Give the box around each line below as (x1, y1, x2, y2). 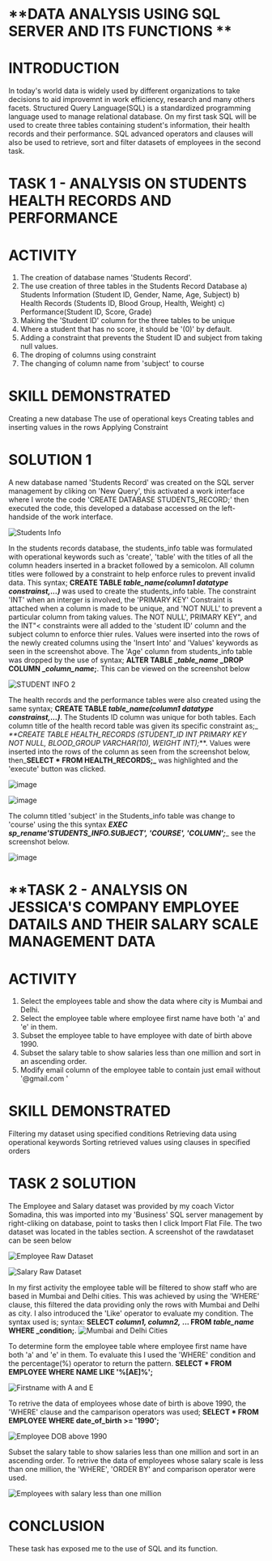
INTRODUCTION (8, 59, 120, 78)
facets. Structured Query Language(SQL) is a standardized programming (8, 103, 252, 113)
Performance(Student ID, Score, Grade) (19, 307, 152, 317)
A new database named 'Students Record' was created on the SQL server (8, 478, 255, 487)
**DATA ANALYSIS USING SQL (8, 5, 221, 23)
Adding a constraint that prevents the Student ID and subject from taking (19, 333, 263, 342)
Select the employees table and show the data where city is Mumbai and (19, 997, 263, 1006)
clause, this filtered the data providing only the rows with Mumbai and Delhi (8, 1300, 261, 1310)
